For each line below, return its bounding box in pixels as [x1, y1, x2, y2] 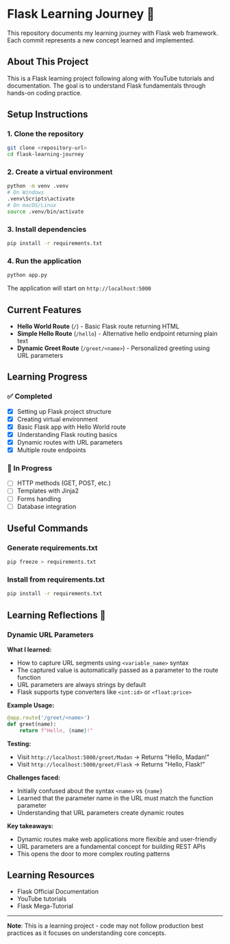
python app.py [7, 272, 48, 279]
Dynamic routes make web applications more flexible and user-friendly [16, 835, 217, 843]
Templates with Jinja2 [16, 486, 79, 495]
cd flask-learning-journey [7, 151, 84, 158]
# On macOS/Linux [7, 202, 57, 209]
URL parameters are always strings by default [16, 681, 146, 689]
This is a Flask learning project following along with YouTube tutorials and [7, 74, 214, 82]
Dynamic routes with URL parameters [16, 438, 123, 446]
